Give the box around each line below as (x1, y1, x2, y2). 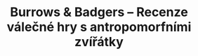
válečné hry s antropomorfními (6, 19, 192, 35)
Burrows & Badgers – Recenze (10, 4, 188, 20)
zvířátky (74, 34, 124, 50)
